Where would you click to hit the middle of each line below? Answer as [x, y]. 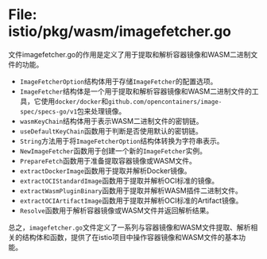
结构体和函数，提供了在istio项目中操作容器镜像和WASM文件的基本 [130, 237]
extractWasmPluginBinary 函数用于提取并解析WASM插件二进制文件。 [131, 190]
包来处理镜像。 [101, 111]
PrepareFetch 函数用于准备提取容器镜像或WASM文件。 [108, 160]
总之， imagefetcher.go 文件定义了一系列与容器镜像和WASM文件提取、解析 [130, 227]
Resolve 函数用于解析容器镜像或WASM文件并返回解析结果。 [116, 210]
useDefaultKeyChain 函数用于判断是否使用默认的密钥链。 [111, 131]
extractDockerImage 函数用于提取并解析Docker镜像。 [105, 170]
